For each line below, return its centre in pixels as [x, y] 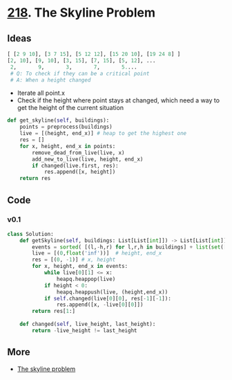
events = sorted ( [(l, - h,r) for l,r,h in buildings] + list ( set [126, 247]
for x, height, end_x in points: [68, 146]
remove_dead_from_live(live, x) [79, 153]
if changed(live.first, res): [75, 165]
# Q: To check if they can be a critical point [80, 73]
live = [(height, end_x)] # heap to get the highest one [103, 134]
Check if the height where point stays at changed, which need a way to [118, 100]
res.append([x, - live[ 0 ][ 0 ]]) [100, 305]
